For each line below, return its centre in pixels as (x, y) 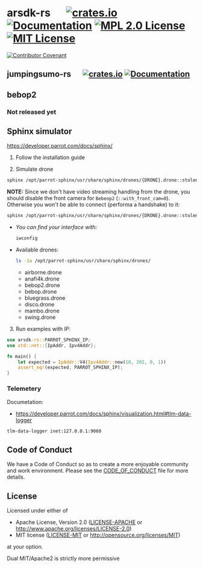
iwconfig (27, 238)
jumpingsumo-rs (39, 74)
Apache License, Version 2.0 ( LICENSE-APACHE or (79, 522)
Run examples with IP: (43, 329)
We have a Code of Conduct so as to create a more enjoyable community (98, 464)
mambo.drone (42, 311)
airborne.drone (43, 272)
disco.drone (39, 304)
